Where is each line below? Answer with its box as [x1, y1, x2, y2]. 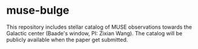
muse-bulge [6, 4, 70, 17]
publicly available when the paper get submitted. [6, 36, 129, 43]
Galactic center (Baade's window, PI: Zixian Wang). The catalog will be [6, 29, 183, 36]
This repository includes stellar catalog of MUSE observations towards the [6, 23, 193, 30]
